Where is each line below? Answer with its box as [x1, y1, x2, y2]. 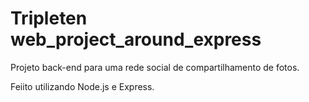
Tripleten [10, 7, 88, 30]
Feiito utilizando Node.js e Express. [10, 80, 155, 92]
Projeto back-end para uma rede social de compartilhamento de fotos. [10, 61, 300, 73]
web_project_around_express [10, 28, 262, 51]
